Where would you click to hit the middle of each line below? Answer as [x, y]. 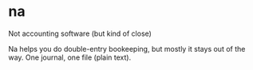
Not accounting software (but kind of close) [80, 33]
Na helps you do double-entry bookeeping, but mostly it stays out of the [127, 49]
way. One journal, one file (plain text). [70, 57]
